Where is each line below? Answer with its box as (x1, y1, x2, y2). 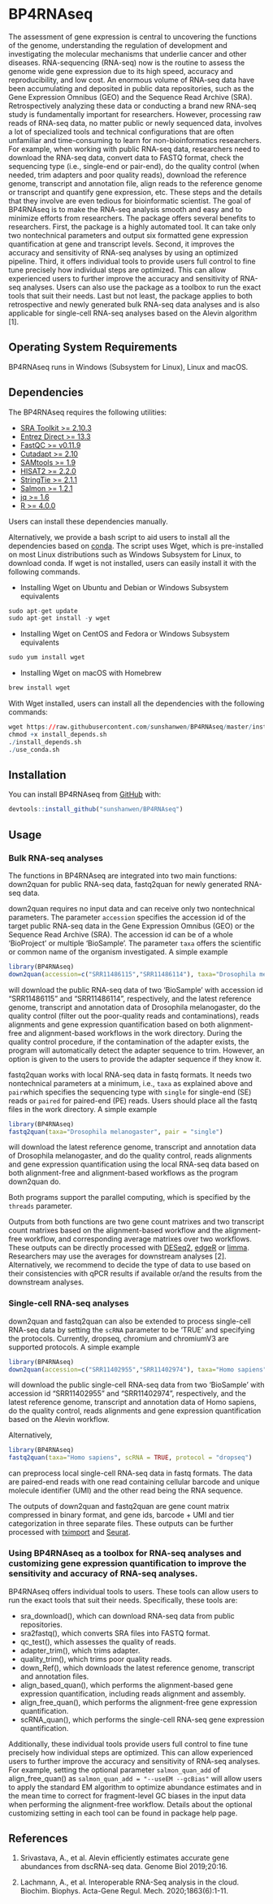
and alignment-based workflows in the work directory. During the (24, 1028, 242, 1037)
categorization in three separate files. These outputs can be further (8, 1519, 234, 1528)
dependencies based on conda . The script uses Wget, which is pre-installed (8, 541, 264, 550)
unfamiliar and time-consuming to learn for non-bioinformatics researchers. (8, 135, 262, 145)
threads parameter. (8, 1201, 73, 1211)
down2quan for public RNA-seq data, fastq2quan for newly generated (8, 879, 243, 889)
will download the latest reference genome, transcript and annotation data (8, 1142, 257, 1152)
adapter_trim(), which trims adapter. (19, 1645, 141, 1655)
